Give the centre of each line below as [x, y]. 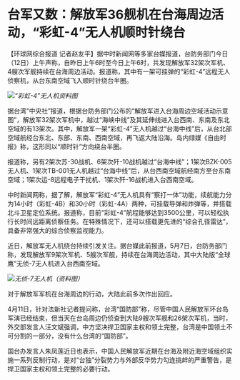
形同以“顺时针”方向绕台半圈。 [82, 146]
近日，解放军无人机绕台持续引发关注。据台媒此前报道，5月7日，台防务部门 [117, 245]
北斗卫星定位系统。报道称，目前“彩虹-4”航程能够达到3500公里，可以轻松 [115, 212]
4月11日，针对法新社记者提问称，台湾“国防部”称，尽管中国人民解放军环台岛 [118, 309]
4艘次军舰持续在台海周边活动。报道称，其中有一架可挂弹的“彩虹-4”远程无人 [119, 71]
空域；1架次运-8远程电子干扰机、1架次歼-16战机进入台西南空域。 [102, 179]
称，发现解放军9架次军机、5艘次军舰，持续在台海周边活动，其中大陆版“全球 [119, 254]
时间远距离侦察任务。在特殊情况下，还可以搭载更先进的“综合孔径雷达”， [126, 221]
